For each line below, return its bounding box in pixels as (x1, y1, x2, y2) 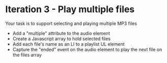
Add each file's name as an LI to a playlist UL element (12, 41, 125, 47)
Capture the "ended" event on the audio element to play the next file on (12, 46, 162, 52)
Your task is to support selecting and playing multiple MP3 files (5, 20, 137, 26)
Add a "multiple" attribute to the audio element (12, 30, 110, 36)
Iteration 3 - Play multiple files (5, 4, 135, 15)
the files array (12, 52, 42, 58)
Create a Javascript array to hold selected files (12, 36, 111, 42)
